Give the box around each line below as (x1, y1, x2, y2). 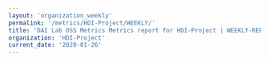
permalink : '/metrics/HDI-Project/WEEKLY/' (8, 19, 156, 27)
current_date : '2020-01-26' (8, 41, 102, 49)
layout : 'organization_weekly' (8, 11, 113, 20)
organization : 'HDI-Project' (8, 33, 106, 42)
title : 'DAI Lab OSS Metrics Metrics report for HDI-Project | (8, 26, 224, 34)
